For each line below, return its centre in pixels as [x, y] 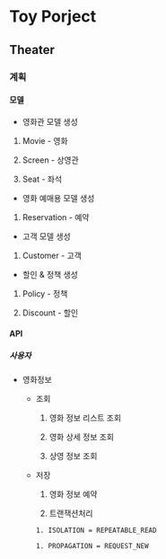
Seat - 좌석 [42, 179]
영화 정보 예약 [73, 494]
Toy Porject [53, 17]
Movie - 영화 [45, 140]
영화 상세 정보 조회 [82, 437]
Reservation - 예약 [56, 217]
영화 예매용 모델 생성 [58, 198]
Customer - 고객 [52, 255]
